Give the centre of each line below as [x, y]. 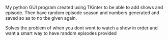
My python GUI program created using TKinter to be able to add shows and [84, 7]
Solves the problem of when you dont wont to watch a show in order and [81, 28]
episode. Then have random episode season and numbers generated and [82, 13]
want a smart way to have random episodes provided [61, 33]
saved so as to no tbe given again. [41, 18]
